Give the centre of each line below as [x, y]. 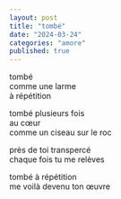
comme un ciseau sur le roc [60, 132]
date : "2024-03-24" [46, 34]
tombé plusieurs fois [47, 113]
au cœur [25, 123]
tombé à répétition [43, 177]
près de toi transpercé [50, 150]
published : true [39, 51]
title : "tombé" [38, 26]
